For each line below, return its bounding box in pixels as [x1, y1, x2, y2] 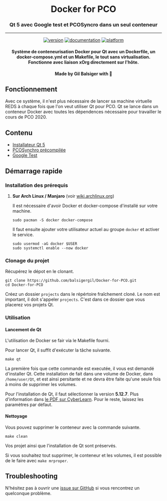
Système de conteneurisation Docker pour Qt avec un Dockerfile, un [11, 49, 156, 55]
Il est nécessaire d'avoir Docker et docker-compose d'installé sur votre [12, 203, 158, 209]
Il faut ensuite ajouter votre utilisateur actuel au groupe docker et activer [12, 226, 160, 232]
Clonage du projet [5, 257, 50, 264]
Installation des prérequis [5, 182, 68, 189]
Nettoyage [5, 413, 27, 419]
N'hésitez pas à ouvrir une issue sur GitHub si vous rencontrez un [5, 485, 140, 491]
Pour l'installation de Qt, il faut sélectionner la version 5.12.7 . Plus [5, 391, 139, 397]
